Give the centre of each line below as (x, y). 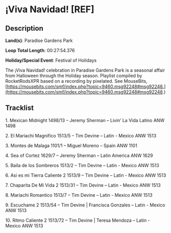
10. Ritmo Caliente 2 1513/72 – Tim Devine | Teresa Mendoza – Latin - (78, 220)
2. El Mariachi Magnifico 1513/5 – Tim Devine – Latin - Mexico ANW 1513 (81, 135)
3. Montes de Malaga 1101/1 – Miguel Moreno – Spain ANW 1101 (71, 145)
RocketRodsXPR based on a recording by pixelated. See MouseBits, (76, 81)
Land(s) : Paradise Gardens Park (39, 40)
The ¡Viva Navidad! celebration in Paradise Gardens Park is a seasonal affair (85, 70)
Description (24, 28)
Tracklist (20, 108)
